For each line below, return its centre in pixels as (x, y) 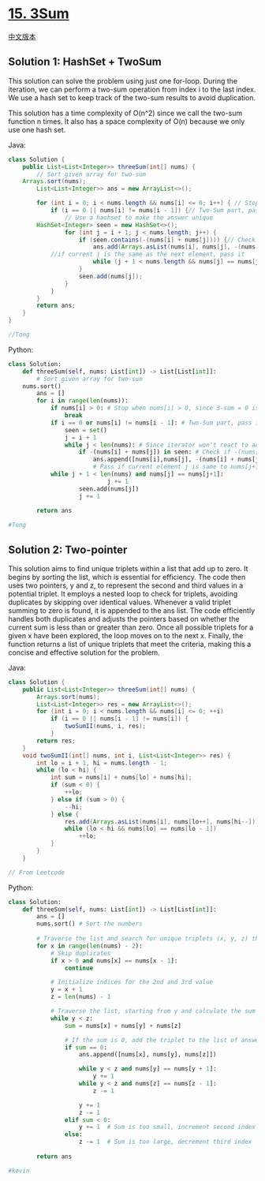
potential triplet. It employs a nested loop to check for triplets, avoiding (123, 593)
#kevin (19, 1171)
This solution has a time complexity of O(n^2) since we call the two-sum (125, 113)
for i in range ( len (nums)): (82, 401)
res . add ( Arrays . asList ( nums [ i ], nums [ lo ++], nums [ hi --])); (163, 821)
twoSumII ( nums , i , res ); (105, 727)
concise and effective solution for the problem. (84, 652)
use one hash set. (37, 129)
